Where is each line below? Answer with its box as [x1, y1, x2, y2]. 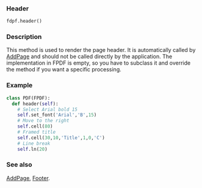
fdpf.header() [6, 18, 43, 24]
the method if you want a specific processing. [6, 66, 122, 73]
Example [6, 81, 33, 90]
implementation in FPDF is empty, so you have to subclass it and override [6, 59, 191, 67]
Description [6, 32, 42, 41]
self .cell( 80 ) [17, 123, 53, 129]
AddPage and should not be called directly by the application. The [6, 53, 173, 60]
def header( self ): [12, 101, 59, 107]
